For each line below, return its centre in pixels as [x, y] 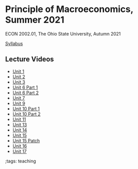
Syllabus [14, 43]
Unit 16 [20, 146]
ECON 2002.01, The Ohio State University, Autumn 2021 [63, 34]
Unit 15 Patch [26, 140]
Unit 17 [20, 151]
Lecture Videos [30, 59]
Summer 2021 [35, 20]
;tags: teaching [21, 161]
